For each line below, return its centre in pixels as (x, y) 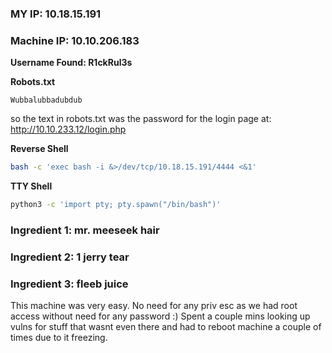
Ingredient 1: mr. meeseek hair (85, 230)
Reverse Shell (39, 149)
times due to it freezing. (59, 338)
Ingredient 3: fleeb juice (69, 284)
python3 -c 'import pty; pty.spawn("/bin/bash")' (116, 205)
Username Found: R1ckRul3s (71, 63)
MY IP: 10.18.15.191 (56, 14)
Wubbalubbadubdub (46, 100)
